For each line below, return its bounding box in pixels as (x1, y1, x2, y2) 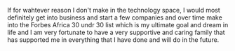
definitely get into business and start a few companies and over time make (7, 13, 222, 22)
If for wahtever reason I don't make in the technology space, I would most (7, 6, 221, 14)
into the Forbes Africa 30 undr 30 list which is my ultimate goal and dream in (7, 21, 229, 29)
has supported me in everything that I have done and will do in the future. (7, 36, 220, 44)
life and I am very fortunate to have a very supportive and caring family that (7, 28, 226, 36)
